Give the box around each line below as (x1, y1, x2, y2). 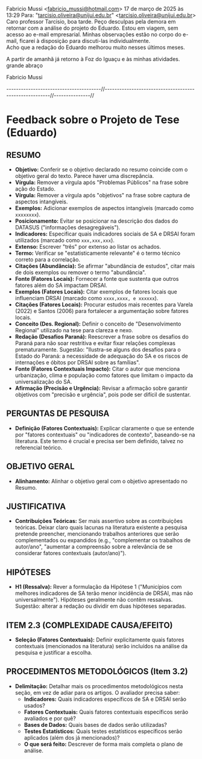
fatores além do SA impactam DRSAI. (14, 281, 107, 289)
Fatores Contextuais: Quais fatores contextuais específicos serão (24, 708, 189, 715)
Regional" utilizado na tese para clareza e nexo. (14, 327, 134, 333)
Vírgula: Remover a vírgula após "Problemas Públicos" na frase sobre (14, 179, 189, 186)
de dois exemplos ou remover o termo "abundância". (14, 269, 147, 276)
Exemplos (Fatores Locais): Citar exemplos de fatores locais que (14, 288, 177, 295)
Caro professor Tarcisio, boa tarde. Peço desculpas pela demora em (6, 18, 176, 25)
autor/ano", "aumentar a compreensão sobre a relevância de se (14, 543, 173, 550)
